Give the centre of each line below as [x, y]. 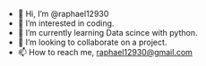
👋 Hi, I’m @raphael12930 [63, 14]
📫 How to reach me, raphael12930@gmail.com [105, 52]
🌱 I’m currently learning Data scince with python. [107, 33]
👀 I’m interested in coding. [66, 23]
